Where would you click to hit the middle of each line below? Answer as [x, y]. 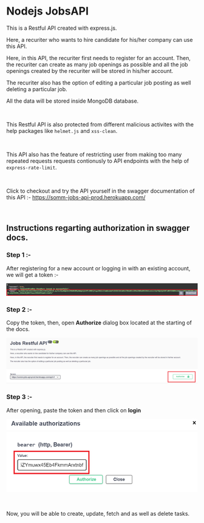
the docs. [18, 329]
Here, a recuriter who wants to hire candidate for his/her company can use [100, 39]
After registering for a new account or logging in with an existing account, [98, 268]
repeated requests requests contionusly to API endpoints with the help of [98, 161]
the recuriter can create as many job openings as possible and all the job [97, 64]
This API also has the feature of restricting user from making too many [94, 154]
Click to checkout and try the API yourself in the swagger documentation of [101, 191]
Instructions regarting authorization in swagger [98, 228]
